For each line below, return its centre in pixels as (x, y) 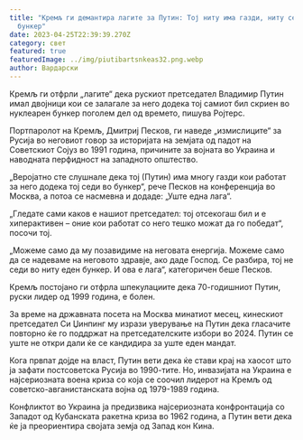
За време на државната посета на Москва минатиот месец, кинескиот (147, 314)
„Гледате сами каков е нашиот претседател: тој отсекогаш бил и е (138, 213)
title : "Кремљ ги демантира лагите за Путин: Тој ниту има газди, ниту (147, 18)
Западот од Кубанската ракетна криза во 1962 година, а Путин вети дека (151, 416)
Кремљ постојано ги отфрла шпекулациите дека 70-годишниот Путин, (145, 286)
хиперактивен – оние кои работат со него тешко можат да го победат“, (147, 223)
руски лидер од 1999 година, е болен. (83, 296)
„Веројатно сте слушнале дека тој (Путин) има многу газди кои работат (148, 176)
